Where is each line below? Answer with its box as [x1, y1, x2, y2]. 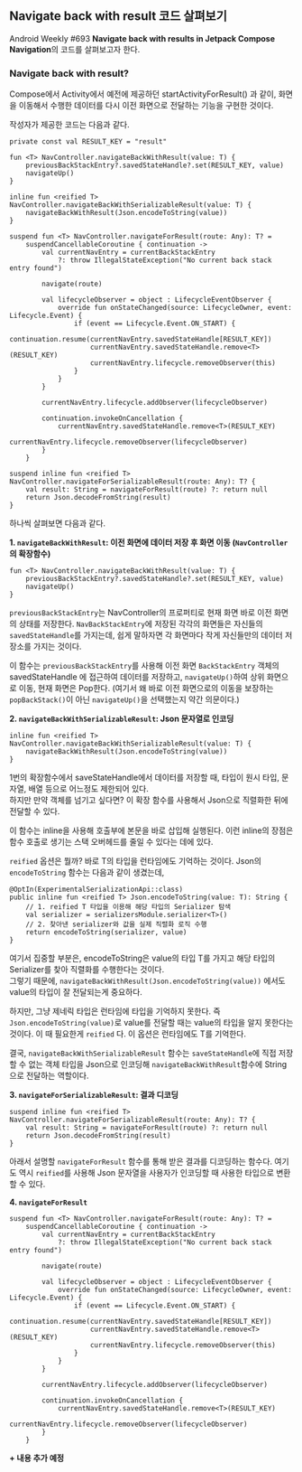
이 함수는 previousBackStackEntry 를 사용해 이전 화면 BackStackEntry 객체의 [9, 661, 279, 671]
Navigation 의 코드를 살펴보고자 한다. [9, 43, 141, 54]
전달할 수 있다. [9, 806, 60, 817]
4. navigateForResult [9, 1196, 88, 1208]
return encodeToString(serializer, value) [25, 928, 188, 937]
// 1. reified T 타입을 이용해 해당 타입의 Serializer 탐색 [25, 903, 232, 912]
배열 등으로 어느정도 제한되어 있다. [28, 783, 149, 794]
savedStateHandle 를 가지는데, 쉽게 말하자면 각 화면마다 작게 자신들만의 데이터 [9, 630, 283, 641]
